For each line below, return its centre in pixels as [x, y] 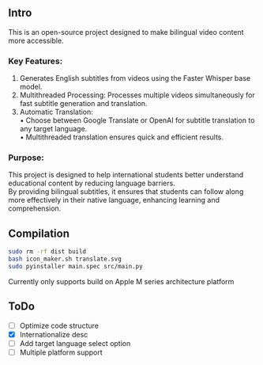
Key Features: [36, 61]
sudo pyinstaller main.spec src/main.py [76, 266]
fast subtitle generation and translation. [83, 104]
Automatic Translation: [56, 112]
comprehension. [35, 208]
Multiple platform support [61, 352]
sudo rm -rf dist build [47, 252]
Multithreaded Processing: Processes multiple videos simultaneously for [137, 95]
